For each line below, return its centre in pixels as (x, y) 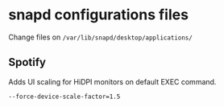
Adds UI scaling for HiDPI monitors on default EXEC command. (112, 81)
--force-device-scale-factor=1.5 (64, 97)
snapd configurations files (99, 15)
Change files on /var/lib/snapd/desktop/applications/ (101, 37)
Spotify (27, 62)
